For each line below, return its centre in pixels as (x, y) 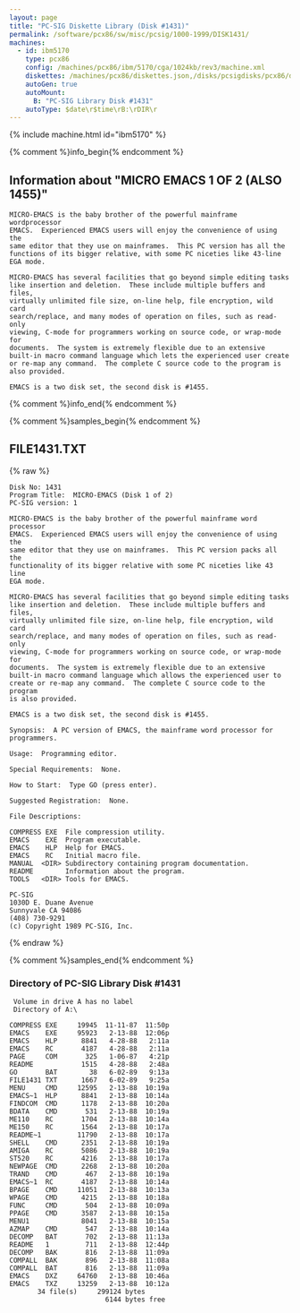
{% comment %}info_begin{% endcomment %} (97, 152)
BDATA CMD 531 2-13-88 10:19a (89, 1111)
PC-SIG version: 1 (43, 502)
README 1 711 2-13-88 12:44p (89, 1245)
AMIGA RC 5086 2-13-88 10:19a (89, 1151)
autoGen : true (51, 84)
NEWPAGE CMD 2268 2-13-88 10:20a (89, 1167)
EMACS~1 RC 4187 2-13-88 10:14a (89, 1182)
